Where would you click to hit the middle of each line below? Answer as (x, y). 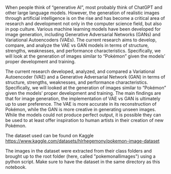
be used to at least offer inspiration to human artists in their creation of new (84, 120)
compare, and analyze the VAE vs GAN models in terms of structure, (77, 45)
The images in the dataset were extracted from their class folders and (79, 151)
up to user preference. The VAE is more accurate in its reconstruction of (81, 104)
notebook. (16, 167)
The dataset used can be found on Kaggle (50, 135)
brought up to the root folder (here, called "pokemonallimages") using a (80, 156)
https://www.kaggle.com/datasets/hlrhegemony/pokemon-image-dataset (82, 141)
